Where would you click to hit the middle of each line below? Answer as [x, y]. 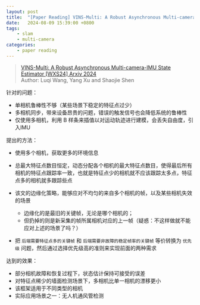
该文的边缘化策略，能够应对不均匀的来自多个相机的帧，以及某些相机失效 [103, 193]
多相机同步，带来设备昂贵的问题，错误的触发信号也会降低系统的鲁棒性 [101, 112]
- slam [25, 34]
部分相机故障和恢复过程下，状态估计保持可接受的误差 [80, 273]
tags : [13, 28]
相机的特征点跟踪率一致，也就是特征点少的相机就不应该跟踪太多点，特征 [103, 173]
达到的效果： [22, 260]
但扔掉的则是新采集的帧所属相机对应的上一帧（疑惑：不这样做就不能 [107, 220]
